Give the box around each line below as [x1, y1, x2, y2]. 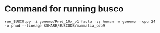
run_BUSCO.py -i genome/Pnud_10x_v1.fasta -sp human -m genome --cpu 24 [4, 19, 156, 24]
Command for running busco [4, 3, 124, 14]
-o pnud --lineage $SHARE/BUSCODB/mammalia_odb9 [4, 23, 105, 28]
